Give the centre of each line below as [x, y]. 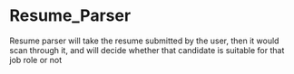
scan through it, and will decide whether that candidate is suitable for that [147, 50]
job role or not [36, 60]
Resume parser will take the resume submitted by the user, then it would [144, 41]
